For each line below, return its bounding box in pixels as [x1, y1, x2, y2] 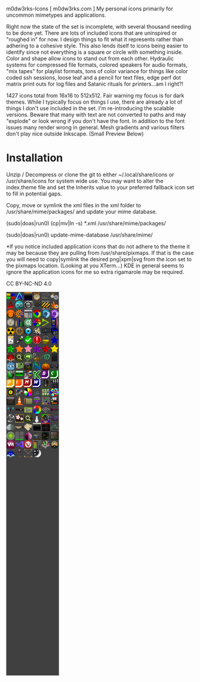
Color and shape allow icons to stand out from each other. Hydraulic [6, 55, 174, 62]
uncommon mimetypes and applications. [6, 11, 106, 19]
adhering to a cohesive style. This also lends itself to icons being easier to [6, 42, 188, 49]
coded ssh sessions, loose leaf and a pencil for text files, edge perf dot [6, 74, 181, 81]
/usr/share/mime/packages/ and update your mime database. [6, 208, 157, 215]
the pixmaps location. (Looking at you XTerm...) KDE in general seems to [6, 262, 184, 269]
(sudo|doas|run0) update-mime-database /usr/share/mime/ [6, 231, 153, 239]
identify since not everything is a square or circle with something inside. [6, 49, 183, 56]
